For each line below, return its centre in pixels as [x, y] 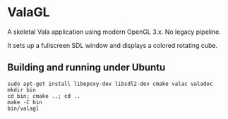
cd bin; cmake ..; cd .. [44, 96]
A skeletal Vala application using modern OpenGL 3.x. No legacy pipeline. [114, 32]
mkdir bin [22, 90]
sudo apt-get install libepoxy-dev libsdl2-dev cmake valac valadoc [110, 84]
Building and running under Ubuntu [86, 68]
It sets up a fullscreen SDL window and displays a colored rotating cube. [113, 45]
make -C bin [25, 102]
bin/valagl [23, 108]
